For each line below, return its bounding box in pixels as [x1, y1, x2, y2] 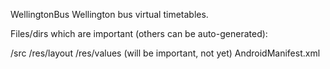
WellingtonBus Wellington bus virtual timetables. [10, 9, 209, 20]
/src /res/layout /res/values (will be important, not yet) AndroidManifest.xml [10, 47, 321, 59]
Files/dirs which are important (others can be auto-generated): [10, 28, 268, 39]
